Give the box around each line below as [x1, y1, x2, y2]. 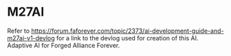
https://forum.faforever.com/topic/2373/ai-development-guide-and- [30, 27, 224, 35]
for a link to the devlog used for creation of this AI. [56, 33, 199, 42]
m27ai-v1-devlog [7, 33, 55, 42]
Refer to [7, 27, 30, 35]
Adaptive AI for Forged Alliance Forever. [7, 41, 120, 49]
